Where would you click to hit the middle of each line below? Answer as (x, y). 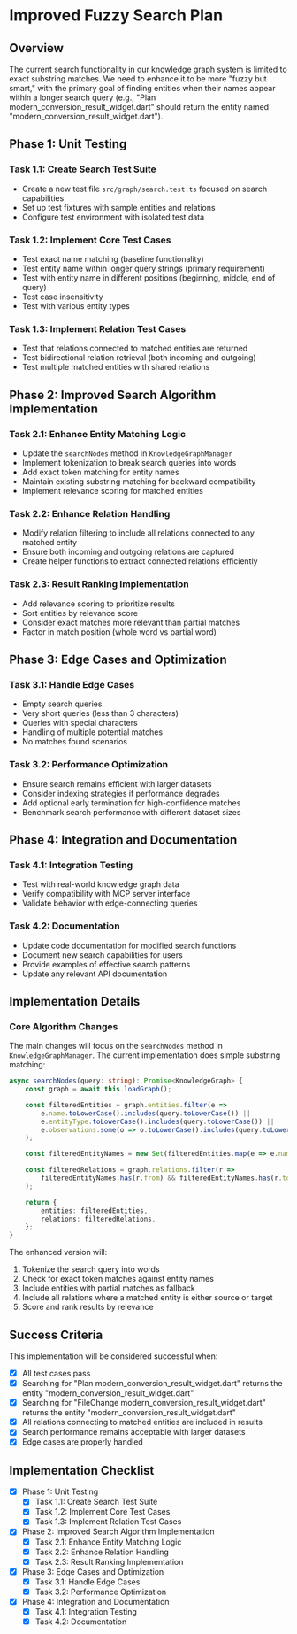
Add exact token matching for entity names (100, 472)
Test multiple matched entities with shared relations (116, 367)
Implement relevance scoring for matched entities (112, 490)
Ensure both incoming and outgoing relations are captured (128, 552)
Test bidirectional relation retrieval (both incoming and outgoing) (139, 358)
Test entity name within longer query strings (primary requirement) (143, 268)
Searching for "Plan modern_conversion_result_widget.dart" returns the (152, 1384)
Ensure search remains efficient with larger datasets (117, 783)
